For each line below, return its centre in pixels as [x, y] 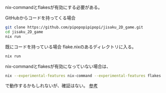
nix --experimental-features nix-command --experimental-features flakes [83, 76]
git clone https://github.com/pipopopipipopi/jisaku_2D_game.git [74, 27]
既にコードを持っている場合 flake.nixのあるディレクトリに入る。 [71, 47]
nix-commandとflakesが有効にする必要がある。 [54, 7]
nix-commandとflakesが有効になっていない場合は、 [58, 66]
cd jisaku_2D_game [24, 32]
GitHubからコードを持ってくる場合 [41, 18]
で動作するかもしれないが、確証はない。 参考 [51, 86]
